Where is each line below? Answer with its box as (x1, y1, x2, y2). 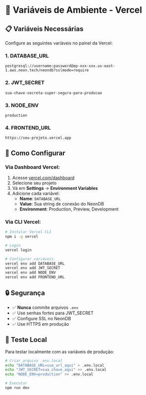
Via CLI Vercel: (5, 218, 41, 225)
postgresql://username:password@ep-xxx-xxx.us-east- (5, 63, 116, 68)
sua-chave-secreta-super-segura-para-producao (5, 91, 102, 95)
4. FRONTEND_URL (5, 124, 51, 131)
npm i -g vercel (5, 234, 38, 239)
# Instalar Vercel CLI (5, 230, 52, 235)
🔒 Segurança (5, 289, 45, 297)
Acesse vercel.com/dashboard (12, 175, 75, 181)
